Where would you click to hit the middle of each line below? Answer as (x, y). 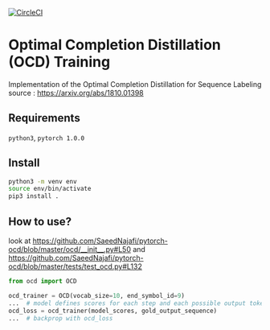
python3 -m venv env (43, 181)
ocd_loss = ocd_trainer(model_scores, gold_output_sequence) (113, 311)
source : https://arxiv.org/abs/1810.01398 (76, 93)
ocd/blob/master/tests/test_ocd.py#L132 (75, 266)
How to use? (40, 221)
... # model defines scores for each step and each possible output (127, 303)
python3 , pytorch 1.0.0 (47, 138)
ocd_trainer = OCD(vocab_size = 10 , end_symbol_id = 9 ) (96, 295)
